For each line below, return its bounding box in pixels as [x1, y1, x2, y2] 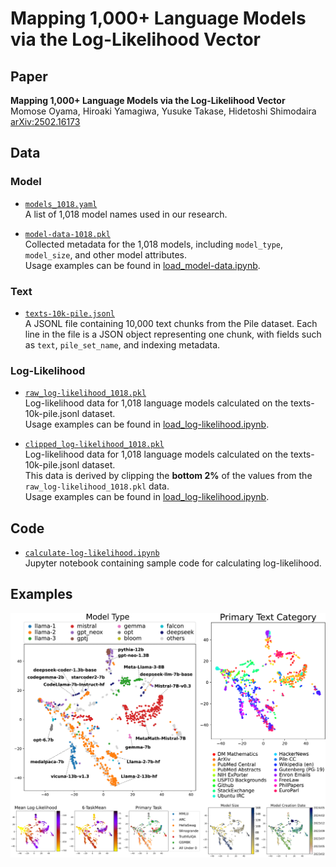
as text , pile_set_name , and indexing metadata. [24, 338, 221, 351]
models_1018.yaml [24, 199, 98, 209]
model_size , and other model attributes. [24, 248, 188, 261]
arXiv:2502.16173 [10, 116, 81, 127]
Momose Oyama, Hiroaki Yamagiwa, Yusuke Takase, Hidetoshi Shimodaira [10, 105, 317, 117]
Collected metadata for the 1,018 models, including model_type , [24, 238, 283, 250]
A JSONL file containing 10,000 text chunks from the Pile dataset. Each [24, 317, 318, 329]
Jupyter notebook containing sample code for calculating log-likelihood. [24, 557, 322, 569]
